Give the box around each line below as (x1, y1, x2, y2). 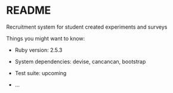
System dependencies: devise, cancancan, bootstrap (14, 58, 146, 65)
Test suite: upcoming (14, 69, 67, 76)
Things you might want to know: (6, 35, 85, 42)
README (6, 4, 51, 17)
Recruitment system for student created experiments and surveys (6, 23, 168, 30)
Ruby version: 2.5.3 (14, 46, 63, 54)
